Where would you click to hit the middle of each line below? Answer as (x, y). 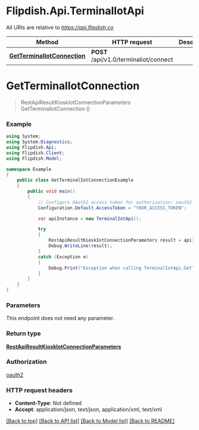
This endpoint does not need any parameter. (60, 318)
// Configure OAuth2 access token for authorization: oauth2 (115, 202)
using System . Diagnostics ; (39, 142)
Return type (24, 334)
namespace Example (29, 169)
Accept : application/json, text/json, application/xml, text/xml (88, 410)
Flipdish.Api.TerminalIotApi (75, 11)
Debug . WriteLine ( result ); (80, 246)
